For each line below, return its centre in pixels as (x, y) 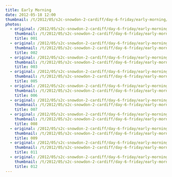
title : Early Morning (28, 10)
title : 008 (26, 124)
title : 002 (26, 53)
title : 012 (26, 166)
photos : (14, 24)
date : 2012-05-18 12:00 (31, 15)
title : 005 (26, 81)
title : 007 (26, 110)
